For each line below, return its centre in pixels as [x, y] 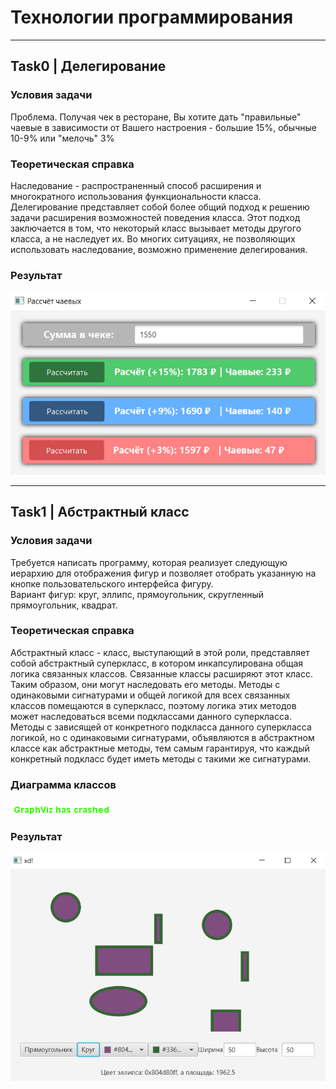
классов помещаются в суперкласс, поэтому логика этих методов [153, 705]
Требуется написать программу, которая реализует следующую [149, 562]
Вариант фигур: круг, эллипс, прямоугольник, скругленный [137, 594]
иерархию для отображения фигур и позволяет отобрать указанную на [163, 573]
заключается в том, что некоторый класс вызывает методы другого [156, 228]
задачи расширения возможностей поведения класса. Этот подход [155, 217]
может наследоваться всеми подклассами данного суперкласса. [151, 716]
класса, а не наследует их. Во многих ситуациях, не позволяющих [153, 238]
